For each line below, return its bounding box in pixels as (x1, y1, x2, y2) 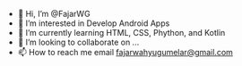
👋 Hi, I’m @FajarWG (17, 9, 91, 19)
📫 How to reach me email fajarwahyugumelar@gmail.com (17, 47, 233, 57)
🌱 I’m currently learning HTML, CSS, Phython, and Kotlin (17, 28, 226, 37)
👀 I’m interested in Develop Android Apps (17, 18, 170, 29)
